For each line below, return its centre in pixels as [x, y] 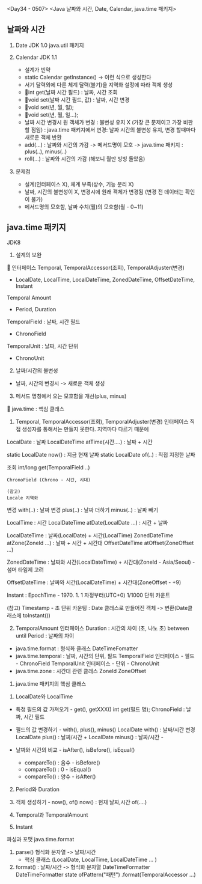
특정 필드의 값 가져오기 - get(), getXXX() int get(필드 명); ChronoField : [100, 709]
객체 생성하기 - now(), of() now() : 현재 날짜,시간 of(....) [81, 802]
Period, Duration [36, 309]
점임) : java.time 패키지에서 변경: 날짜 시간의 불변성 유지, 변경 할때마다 [113, 130]
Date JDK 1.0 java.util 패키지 [50, 45]
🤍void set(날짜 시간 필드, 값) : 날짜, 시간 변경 [77, 99]
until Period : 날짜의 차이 [45, 635]
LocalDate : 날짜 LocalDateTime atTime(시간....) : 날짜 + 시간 [80, 442]
